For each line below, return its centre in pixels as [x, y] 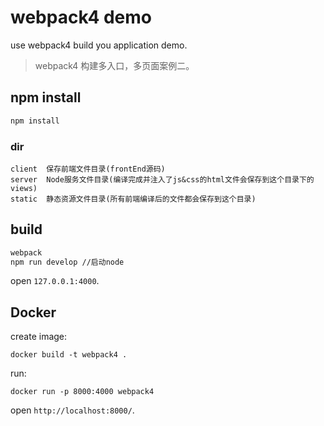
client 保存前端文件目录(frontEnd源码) [88, 169]
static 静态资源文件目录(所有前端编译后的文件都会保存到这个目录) [133, 199]
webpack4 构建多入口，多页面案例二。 [114, 65]
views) [24, 188]
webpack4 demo [81, 17]
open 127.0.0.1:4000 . [55, 281]
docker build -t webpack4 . [69, 355]
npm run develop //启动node [67, 262]
